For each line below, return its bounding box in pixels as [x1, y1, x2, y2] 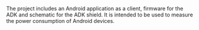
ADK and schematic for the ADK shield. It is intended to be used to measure [6, 11, 194, 18]
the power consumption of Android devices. [6, 18, 115, 24]
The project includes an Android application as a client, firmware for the [6, 5, 184, 12]
